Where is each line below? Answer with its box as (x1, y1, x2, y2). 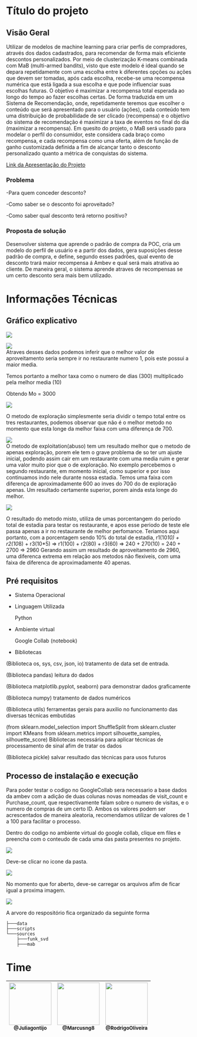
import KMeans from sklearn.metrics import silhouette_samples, (6, 730, 162, 737)
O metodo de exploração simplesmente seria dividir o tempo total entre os (6, 412, 186, 419)
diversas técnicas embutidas (6, 712, 76, 719)
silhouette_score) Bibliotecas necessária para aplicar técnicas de (6, 736, 163, 743)
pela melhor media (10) (6, 379, 62, 386)
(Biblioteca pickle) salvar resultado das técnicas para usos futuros (6, 754, 166, 761)
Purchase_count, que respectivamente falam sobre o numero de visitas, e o (6, 799, 189, 806)
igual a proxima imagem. (6, 887, 66, 894)
